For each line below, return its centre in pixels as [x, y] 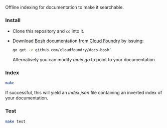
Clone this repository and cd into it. [48, 31]
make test [16, 121]
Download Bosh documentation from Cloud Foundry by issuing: [78, 41]
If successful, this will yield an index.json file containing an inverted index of [84, 93]
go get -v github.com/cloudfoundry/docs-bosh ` [62, 50]
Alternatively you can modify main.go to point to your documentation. [84, 60]
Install [13, 20]
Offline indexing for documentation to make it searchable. [65, 7]
